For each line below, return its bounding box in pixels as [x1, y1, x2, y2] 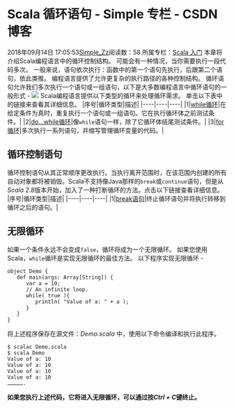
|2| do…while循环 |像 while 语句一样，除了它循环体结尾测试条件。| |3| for [23, 117, 224, 126]
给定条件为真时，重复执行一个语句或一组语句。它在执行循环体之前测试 [7, 108, 209, 117]
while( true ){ [25, 292, 70, 299]
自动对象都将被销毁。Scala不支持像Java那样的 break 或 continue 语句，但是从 [7, 177, 224, 185]
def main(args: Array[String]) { [16, 274, 114, 281]
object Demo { [7, 268, 49, 275]
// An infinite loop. [25, 286, 89, 293]
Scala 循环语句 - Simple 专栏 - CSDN [7, 6, 218, 22]
